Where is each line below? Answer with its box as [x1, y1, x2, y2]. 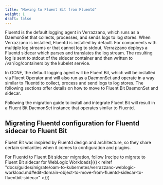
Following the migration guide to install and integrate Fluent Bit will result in [5, 100, 155, 106]
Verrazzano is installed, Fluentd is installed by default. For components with [5, 40, 157, 46]
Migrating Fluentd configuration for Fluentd [5, 119, 140, 127]
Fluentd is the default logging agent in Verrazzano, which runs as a [5, 30, 140, 35]
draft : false [5, 16, 32, 21]
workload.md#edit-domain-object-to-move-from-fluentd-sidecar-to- [5, 169, 144, 175]
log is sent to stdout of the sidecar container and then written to [5, 55, 133, 61]
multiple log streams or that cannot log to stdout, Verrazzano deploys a [5, 45, 147, 51]
